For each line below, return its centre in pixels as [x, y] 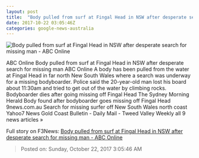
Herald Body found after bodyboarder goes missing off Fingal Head [88, 101]
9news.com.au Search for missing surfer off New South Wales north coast [97, 107]
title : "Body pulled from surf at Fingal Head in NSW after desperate [96, 17]
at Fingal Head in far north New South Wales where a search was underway [98, 75]
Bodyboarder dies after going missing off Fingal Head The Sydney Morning [98, 94]
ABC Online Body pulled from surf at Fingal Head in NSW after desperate [95, 63]
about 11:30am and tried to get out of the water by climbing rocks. [86, 88]
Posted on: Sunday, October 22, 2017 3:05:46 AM [81, 149]
